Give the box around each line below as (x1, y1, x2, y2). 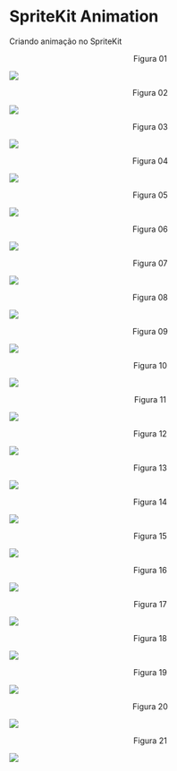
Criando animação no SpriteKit (9, 36, 122, 47)
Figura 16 (133, 564, 167, 575)
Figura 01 (132, 53, 168, 64)
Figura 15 (133, 530, 167, 541)
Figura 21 (133, 735, 167, 746)
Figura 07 (132, 258, 168, 268)
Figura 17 (133, 598, 167, 609)
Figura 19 (133, 666, 167, 677)
